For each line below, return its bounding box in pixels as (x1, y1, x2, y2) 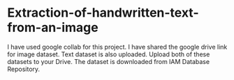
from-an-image (7, 19, 99, 35)
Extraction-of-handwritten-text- (7, 5, 199, 21)
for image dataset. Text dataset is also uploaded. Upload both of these (7, 50, 210, 58)
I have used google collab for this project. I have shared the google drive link (7, 42, 228, 51)
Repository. (7, 65, 41, 73)
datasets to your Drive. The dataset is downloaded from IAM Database (7, 57, 210, 65)
